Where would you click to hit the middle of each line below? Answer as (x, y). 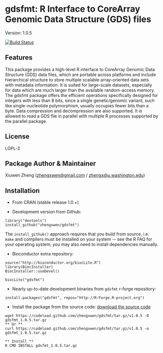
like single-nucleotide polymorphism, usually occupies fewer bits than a (77, 105)
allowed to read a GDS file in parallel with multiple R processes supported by (82, 116)
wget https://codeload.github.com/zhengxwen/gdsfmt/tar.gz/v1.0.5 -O (77, 316)
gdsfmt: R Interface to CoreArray (72, 9)
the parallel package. (26, 121)
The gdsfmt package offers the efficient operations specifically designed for (81, 95)
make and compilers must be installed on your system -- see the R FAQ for (79, 239)
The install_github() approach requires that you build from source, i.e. (77, 234)
